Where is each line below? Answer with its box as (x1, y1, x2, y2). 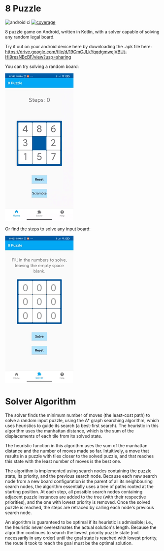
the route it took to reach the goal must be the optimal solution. (5, 540, 133, 546)
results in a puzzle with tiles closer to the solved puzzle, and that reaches (5, 453, 154, 459)
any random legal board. (5, 34, 55, 40)
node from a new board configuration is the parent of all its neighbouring (5, 478, 153, 484)
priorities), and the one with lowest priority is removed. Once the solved (5, 499, 151, 505)
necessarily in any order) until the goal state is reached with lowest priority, (5, 535, 158, 541)
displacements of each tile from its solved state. (5, 433, 102, 439)
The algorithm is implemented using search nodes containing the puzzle (5, 468, 152, 474)
